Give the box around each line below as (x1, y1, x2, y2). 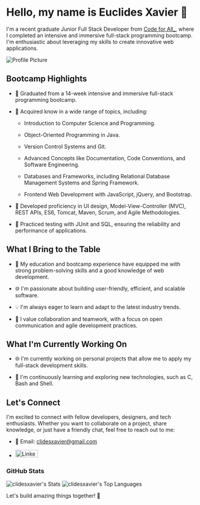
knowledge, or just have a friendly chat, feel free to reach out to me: (6, 426, 175, 433)
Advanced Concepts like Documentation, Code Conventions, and (23, 154, 186, 162)
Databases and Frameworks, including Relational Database (23, 172, 170, 180)
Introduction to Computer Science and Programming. (23, 119, 155, 127)
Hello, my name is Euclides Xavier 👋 (6, 5, 188, 19)
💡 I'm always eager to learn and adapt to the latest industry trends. (14, 303, 181, 310)
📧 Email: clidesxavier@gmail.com (14, 438, 98, 445)
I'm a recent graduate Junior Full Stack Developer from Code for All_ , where (6, 25, 195, 33)
